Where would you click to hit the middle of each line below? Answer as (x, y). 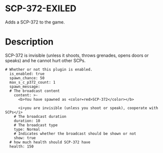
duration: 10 (27, 121)
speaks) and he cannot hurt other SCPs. (45, 60)
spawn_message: (25, 87)
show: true (25, 138)
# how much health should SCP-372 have (50, 142)
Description (29, 42)
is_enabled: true (27, 74)
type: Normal (27, 129)
